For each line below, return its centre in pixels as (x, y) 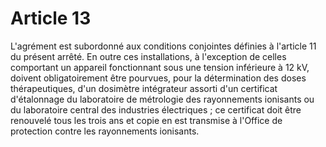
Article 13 (51, 18)
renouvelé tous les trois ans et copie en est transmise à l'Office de (146, 120)
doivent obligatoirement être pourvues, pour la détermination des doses (158, 78)
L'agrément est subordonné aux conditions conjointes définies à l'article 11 (163, 46)
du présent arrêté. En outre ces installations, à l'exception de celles (148, 56)
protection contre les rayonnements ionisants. (105, 131)
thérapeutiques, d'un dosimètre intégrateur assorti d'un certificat (144, 88)
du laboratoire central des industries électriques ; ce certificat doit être (156, 109)
